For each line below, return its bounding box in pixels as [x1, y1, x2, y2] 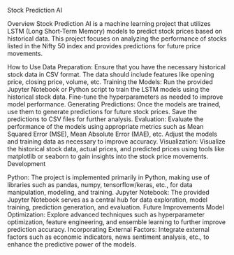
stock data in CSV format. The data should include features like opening [7, 70, 214, 78]
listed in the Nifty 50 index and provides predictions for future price [7, 42, 201, 50]
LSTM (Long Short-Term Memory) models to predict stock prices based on [7, 27, 223, 35]
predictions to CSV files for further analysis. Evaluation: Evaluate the [7, 115, 204, 123]
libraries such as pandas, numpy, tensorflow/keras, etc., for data [7, 181, 193, 188]
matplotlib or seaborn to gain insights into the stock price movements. [7, 152, 209, 160]
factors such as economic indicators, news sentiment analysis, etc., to [7, 233, 210, 241]
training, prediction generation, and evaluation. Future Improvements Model [7, 203, 225, 211]
